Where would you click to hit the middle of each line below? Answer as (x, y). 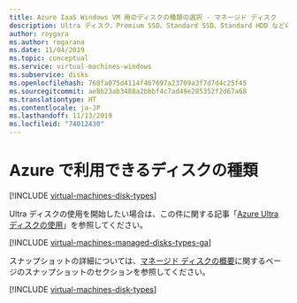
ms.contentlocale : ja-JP (55, 108)
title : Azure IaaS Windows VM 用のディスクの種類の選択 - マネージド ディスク (143, 17)
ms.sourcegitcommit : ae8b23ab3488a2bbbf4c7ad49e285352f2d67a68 (128, 91)
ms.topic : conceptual (49, 58)
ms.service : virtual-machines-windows (80, 67)
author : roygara (39, 34)
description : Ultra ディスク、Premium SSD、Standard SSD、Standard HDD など (147, 26)
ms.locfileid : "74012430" (57, 125)
